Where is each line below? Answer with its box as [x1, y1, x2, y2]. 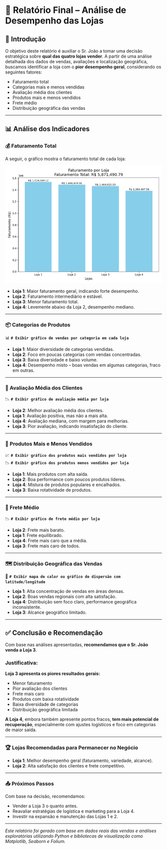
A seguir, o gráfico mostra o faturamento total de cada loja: [5, 156, 126, 162]
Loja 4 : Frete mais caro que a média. [12, 537, 87, 543]
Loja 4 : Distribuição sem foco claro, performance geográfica [12, 599, 137, 605]
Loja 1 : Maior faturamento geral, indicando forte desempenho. [12, 288, 139, 294]
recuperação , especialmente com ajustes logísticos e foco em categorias [5, 722, 156, 728]
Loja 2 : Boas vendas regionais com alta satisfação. [12, 594, 117, 599]
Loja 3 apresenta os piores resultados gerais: [5, 671, 100, 677]
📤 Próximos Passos [5, 780, 54, 787]
